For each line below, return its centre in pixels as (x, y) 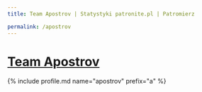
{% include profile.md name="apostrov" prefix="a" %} (87, 81)
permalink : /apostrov (39, 27)
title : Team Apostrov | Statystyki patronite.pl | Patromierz (101, 14)
